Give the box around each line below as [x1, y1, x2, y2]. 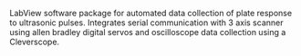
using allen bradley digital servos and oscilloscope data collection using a [9, 27, 286, 37]
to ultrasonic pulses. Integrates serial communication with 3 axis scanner [9, 17, 284, 28]
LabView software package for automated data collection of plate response [9, 8, 293, 18]
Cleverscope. [9, 36, 60, 47]
